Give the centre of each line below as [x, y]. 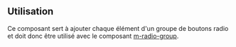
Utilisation [31, 12]
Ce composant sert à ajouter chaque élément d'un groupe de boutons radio [118, 28]
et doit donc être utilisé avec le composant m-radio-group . [93, 36]
